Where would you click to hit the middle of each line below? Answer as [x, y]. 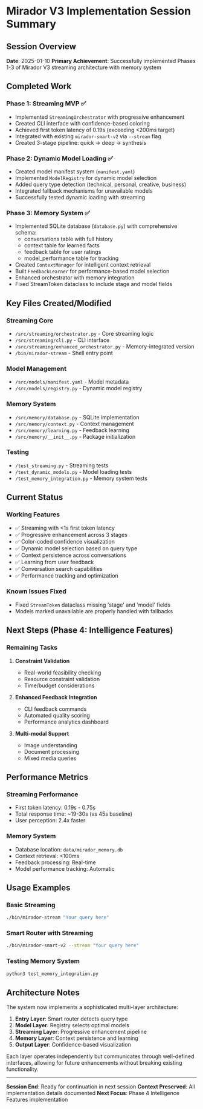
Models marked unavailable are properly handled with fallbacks [94, 611]
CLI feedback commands [55, 709]
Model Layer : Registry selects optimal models [72, 1025]
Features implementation [37, 1100]
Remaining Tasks [32, 648]
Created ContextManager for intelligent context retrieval [83, 265]
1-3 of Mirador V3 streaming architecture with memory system [84, 67]
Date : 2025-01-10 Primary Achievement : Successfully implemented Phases [101, 61]
